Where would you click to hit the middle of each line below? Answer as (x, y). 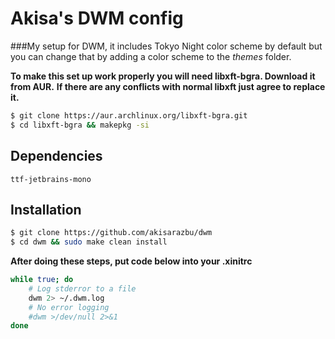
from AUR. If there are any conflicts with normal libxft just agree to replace (168, 86)
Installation (46, 209)
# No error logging (69, 307)
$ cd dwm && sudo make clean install (89, 242)
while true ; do (42, 280)
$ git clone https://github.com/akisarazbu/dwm (111, 233)
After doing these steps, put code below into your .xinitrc (131, 261)
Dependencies (56, 156)
